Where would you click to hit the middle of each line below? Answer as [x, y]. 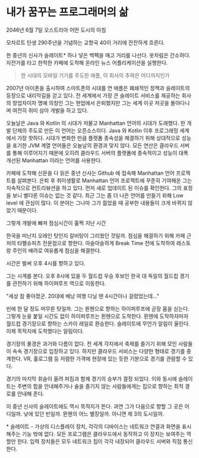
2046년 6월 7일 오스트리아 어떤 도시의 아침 [56, 30]
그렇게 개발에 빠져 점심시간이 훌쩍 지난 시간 [56, 223]
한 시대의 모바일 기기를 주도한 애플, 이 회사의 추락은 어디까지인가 [95, 75]
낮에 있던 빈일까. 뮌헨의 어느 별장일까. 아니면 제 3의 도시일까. [94, 414]
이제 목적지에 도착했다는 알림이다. [45, 331]
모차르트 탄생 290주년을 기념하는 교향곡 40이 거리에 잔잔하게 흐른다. [86, 42]
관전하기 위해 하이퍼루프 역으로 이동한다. [59, 283]
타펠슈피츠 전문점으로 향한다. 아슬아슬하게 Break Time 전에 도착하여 [96, 243]
